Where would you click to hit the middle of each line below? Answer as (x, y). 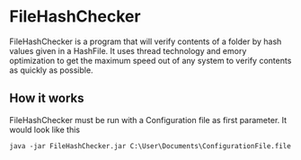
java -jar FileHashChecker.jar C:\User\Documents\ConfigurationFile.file (150, 146)
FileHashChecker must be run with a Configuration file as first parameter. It (148, 120)
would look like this (45, 129)
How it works (47, 98)
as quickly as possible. (51, 70)
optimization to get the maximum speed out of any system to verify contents (150, 60)
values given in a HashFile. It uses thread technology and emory (128, 50)
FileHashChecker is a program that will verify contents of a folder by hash (146, 41)
